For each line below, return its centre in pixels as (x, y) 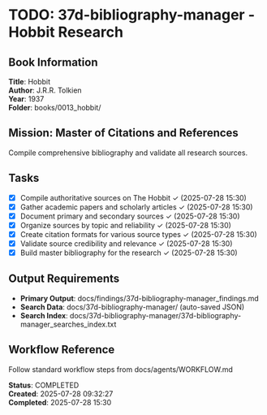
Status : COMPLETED (44, 385)
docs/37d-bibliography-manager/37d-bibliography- (155, 315)
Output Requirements (64, 279)
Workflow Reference (62, 350)
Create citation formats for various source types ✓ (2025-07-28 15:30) (138, 234)
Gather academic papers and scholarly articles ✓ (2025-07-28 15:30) (136, 207)
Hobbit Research (66, 32)
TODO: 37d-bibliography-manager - (132, 15)
